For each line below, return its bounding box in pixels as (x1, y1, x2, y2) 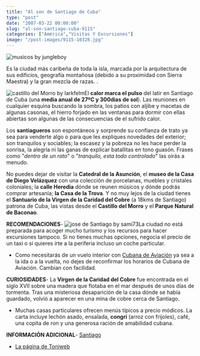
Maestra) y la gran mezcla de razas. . (6, 78, 98, 85)
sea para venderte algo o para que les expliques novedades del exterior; (6, 133, 186, 140)
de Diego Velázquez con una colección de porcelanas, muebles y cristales (6, 177, 192, 184)
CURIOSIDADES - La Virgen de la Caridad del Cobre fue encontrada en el (6, 276, 189, 283)
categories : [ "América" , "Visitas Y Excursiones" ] (6, 31, 134, 37)
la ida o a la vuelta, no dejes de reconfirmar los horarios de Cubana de (14, 258, 190, 265)
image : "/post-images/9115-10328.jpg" (6, 37, 104, 43)
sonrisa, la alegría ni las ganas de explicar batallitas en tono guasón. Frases (6, 146, 194, 153)
